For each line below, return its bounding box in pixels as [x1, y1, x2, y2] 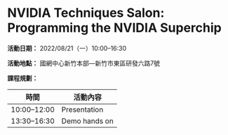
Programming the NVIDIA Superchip [7, 20, 222, 36]
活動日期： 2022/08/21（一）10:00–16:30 [7, 44, 127, 52]
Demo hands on [61, 116, 114, 126]
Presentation [61, 104, 104, 114]
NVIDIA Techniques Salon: [7, 5, 165, 21]
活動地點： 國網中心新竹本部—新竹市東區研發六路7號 [7, 58, 160, 67]
